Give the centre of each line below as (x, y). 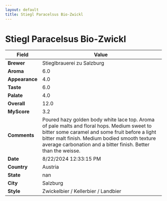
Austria (50, 167)
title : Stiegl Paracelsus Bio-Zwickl (44, 14)
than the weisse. (61, 151)
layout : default (22, 10)
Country (18, 167)
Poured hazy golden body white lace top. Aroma (98, 120)
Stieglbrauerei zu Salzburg (73, 63)
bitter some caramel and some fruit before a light (99, 132)
